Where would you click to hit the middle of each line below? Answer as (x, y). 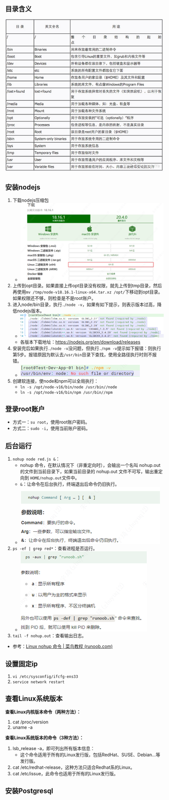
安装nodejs (23, 187)
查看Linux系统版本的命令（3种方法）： (45, 737)
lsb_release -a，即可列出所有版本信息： (54, 748)
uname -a (22, 727)
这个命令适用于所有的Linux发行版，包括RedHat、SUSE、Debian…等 (90, 755)
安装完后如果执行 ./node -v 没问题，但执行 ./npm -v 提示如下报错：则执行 (87, 348)
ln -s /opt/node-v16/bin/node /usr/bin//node (68, 387)
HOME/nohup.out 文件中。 (55, 478)
